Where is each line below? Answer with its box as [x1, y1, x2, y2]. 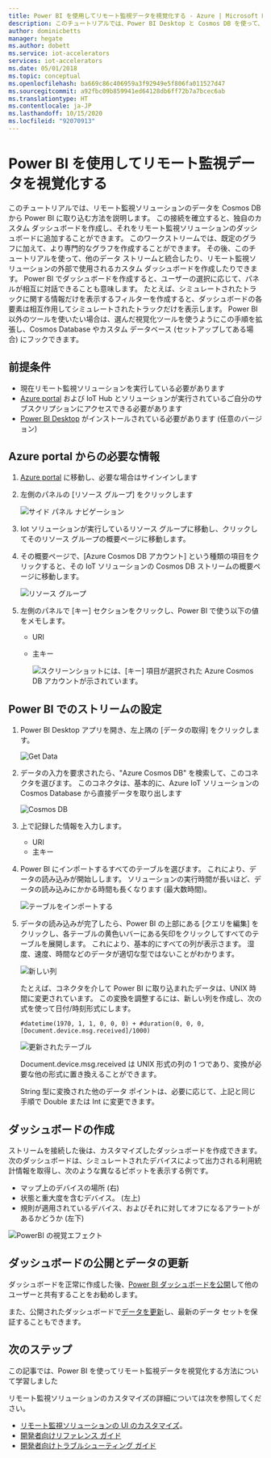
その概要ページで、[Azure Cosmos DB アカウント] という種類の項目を [19, 552, 252, 561]
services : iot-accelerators [8, 57, 103, 66]
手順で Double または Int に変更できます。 [19, 1097, 159, 1106]
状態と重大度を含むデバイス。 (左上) [19, 1194, 141, 1203]
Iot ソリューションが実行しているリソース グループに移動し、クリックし [19, 524, 258, 534]
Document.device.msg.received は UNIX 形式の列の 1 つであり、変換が [19, 1059, 256, 1069]
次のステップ [8, 1343, 73, 1357]
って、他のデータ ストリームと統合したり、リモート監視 [64, 253, 250, 263]
